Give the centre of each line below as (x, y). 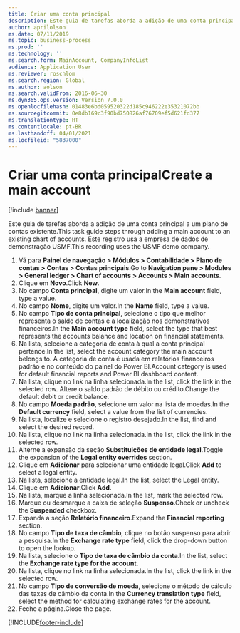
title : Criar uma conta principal (59, 14)
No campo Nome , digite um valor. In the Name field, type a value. (114, 306)
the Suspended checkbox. (57, 510)
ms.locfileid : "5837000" (45, 140)
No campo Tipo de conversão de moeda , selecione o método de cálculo (125, 586)
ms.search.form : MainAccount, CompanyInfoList (78, 61)
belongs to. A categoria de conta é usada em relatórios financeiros (116, 359)
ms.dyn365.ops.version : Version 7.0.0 (66, 101)
